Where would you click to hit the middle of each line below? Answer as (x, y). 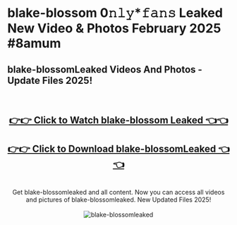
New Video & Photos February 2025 (114, 29)
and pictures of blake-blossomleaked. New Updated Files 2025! (119, 200)
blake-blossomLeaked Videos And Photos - (105, 69)
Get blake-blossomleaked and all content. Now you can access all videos (119, 193)
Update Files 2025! (50, 80)
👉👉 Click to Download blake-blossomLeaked (112, 148)
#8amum (34, 43)
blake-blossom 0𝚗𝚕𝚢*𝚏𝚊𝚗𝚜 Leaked (115, 13)
